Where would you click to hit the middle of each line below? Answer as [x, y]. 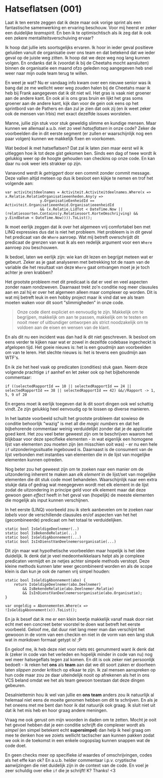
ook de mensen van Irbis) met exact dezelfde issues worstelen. [68, 113]
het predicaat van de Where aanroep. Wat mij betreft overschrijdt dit [72, 237]
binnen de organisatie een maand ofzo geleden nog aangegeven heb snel [79, 68]
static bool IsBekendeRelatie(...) [41, 533]
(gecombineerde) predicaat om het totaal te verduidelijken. [64, 520]
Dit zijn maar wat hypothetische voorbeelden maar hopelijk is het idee [75, 550]
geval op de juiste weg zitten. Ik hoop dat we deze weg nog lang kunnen [77, 57]
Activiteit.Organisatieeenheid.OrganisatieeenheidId [60, 205]
